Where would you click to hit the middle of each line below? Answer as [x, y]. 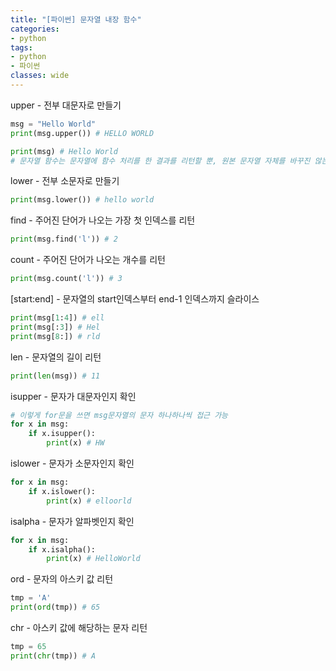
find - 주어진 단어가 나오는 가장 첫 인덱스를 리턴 [103, 220]
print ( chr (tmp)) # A [53, 656]
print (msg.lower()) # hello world [82, 200]
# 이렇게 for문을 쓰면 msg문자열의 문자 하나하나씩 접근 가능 [119, 415]
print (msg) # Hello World [64, 151]
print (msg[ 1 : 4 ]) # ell [57, 318]
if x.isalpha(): [62, 549]
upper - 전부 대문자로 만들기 [66, 105]
